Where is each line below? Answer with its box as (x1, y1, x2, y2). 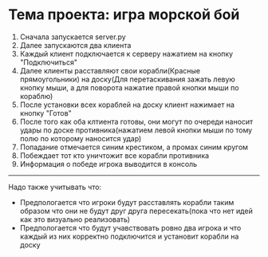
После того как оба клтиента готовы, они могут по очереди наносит (19, 117, 254, 126)
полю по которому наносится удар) (19, 133, 142, 143)
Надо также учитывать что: (8, 182, 102, 192)
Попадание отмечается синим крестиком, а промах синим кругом (19, 142, 249, 152)
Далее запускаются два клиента (19, 40, 132, 49)
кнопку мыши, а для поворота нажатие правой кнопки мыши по (19, 82, 239, 93)
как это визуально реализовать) (19, 214, 130, 224)
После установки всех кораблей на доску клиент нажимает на (19, 100, 235, 109)
